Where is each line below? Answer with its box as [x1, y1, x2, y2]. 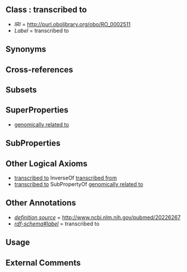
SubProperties [5, 138, 61, 149]
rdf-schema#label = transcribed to [14, 220, 99, 227]
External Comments [5, 258, 81, 268]
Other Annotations [5, 198, 76, 208]
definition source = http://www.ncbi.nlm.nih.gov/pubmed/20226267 [14, 214, 181, 221]
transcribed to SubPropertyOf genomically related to [14, 181, 144, 187]
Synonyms [5, 44, 46, 54]
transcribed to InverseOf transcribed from [14, 174, 117, 181]
